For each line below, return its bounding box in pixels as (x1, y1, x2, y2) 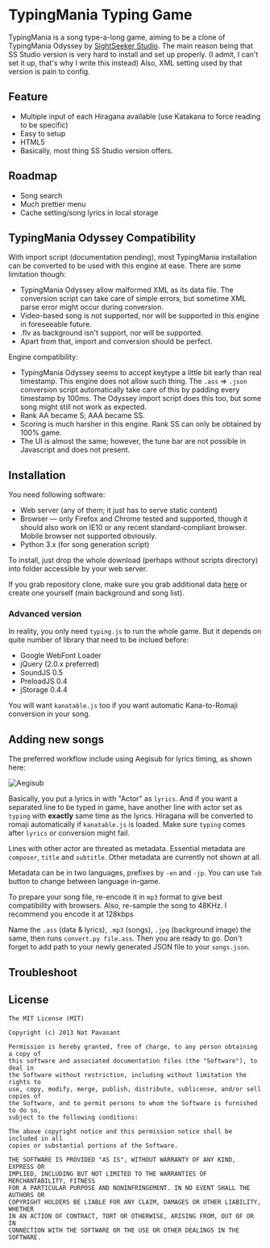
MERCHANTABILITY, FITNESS (8, 1176, 95, 1185)
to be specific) (19, 119, 69, 130)
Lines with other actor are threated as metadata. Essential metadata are (8, 844, 246, 854)
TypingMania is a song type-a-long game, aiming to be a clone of (8, 32, 226, 42)
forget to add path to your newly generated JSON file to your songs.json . (8, 942, 251, 952)
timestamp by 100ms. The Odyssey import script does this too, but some (19, 394, 262, 403)
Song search (19, 190, 63, 200)
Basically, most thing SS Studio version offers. (19, 145, 173, 155)
